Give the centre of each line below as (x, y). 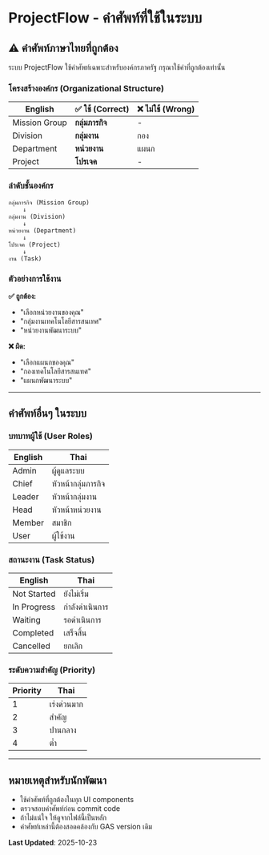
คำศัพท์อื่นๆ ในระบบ (47, 413)
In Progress (34, 607)
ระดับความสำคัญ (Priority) (52, 670)
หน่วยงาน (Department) (42, 230)
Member (28, 522)
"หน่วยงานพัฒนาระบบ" (51, 330)
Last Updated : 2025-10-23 (53, 842)
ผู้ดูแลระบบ (68, 470)
